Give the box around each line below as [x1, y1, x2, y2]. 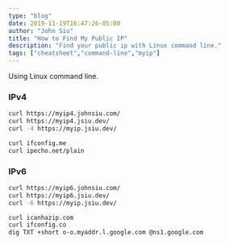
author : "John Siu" [8, 27, 74, 35]
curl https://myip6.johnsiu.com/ [8, 184, 121, 192]
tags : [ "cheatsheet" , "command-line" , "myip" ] [8, 49, 160, 57]
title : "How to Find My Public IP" [8, 34, 128, 43]
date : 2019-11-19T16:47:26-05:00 [8, 19, 121, 27]
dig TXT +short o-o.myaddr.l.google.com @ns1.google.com [8, 229, 204, 237]
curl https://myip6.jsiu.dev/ [8, 191, 110, 200]
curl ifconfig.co [8, 221, 67, 230]
